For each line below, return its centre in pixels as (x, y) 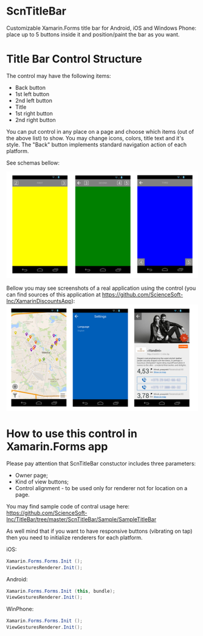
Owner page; (32, 475)
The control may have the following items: (59, 76)
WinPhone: (20, 609)
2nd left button (34, 100)
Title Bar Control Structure (74, 59)
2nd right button (35, 120)
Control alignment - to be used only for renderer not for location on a (101, 488)
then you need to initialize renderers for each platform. (74, 537)
